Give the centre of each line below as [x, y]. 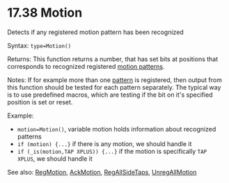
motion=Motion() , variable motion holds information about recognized [117, 129]
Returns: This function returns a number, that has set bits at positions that [113, 59]
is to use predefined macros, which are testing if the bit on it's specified [110, 95]
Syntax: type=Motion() [39, 45]
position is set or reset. [40, 102]
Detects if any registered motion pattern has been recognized [96, 32]
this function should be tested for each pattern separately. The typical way [114, 87]
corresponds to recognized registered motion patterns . [86, 66]
